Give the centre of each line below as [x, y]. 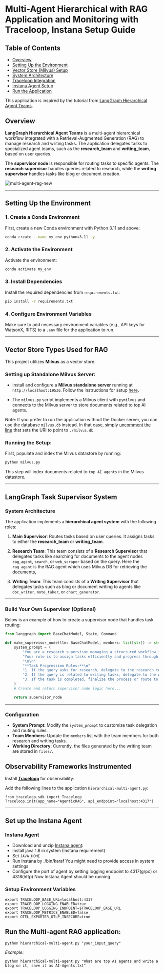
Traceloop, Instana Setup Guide [70, 30]
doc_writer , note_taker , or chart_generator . [56, 591]
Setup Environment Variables [41, 890]
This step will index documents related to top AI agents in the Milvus [74, 472]
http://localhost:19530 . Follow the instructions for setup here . [75, 390]
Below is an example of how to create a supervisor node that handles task [79, 620]
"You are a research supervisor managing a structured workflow [89, 652]
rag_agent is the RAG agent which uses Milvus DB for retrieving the [80, 566]
